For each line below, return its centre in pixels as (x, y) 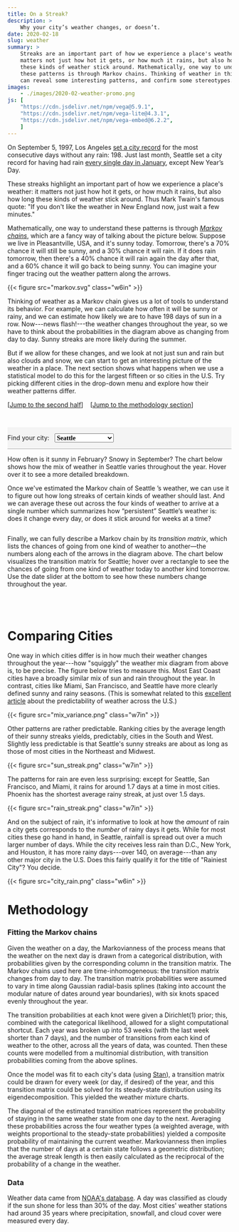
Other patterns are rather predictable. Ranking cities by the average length (116, 729)
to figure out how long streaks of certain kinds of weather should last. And (116, 495)
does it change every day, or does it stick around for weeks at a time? (109, 518)
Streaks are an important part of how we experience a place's (116, 54)
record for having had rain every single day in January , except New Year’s (116, 162)
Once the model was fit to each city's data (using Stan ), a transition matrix (116, 1074)
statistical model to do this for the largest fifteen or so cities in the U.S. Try (116, 375)
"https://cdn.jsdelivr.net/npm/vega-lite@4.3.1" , (95, 113)
